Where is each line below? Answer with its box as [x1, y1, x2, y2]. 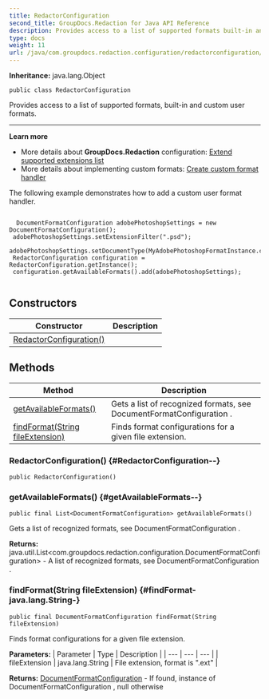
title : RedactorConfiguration [9, 11, 110, 20]
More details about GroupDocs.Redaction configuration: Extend [20, 147, 232, 157]
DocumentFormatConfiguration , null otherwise [9, 681, 164, 691]
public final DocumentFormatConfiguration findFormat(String [9, 613, 217, 621]
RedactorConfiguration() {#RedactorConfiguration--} [9, 455, 220, 466]
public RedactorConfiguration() [9, 473, 117, 481]
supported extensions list [20, 156, 105, 165]
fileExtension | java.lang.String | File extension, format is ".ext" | [9, 657, 219, 667]
